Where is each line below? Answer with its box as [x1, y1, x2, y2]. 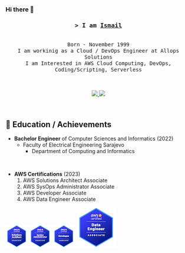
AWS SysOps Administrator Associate [22, 183, 115, 190]
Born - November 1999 [67, 41, 130, 48]
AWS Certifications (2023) [14, 171, 81, 178]
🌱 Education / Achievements [5, 119, 112, 129]
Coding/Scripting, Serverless [54, 66, 142, 73]
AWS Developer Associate [22, 189, 87, 197]
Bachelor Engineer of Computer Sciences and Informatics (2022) [14, 135, 174, 142]
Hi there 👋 [5, 5, 35, 14]
